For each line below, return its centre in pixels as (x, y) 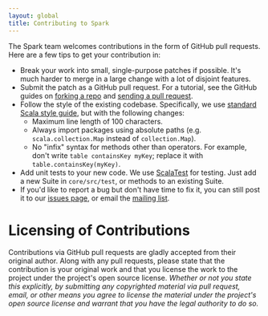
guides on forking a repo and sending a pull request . (106, 95)
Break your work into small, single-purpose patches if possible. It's (130, 70)
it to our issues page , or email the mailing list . (95, 198)
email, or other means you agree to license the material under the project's (132, 295)
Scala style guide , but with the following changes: (102, 112)
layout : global (34, 16)
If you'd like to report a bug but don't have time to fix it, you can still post (140, 189)
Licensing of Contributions (99, 230)
